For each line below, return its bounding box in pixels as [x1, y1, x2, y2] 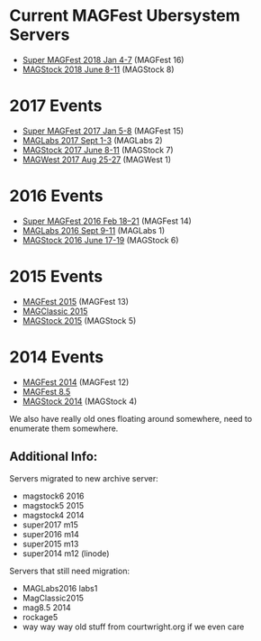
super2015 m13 [22, 538, 79, 549]
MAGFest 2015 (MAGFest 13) [22, 296, 129, 307]
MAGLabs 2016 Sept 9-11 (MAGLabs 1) [22, 224, 165, 235]
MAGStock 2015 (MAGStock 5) [22, 315, 137, 325]
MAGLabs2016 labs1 [22, 582, 98, 593]
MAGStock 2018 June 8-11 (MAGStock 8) [22, 64, 175, 75]
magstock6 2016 [22, 490, 85, 501]
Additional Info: [9, 449, 98, 464]
